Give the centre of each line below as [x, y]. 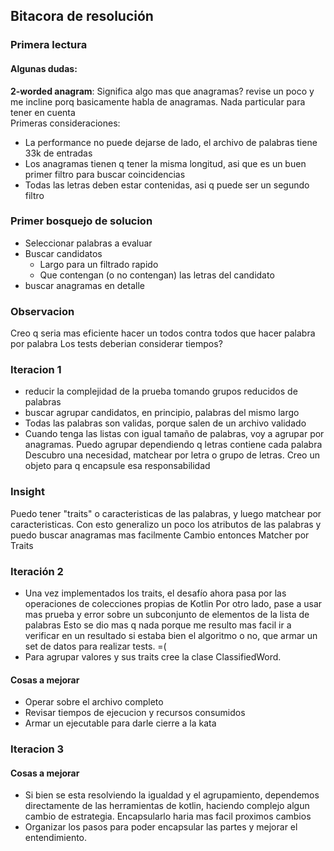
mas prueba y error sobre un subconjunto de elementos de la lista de [167, 614]
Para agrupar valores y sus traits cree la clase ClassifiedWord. [153, 657]
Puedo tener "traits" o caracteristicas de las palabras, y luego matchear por [166, 513]
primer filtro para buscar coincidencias [105, 174]
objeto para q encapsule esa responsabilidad [117, 466]
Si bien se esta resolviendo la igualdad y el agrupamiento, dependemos [172, 795]
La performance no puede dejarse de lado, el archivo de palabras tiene [171, 142]
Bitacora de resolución [82, 16]
